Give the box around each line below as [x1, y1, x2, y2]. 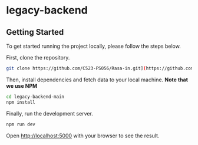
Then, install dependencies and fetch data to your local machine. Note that [6, 76, 189, 83]
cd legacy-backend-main [6, 94, 65, 100]
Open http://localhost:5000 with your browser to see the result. [6, 132, 160, 139]
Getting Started [6, 27, 64, 37]
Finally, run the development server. [6, 110, 93, 117]
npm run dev [6, 121, 35, 127]
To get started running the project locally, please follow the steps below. [6, 42, 181, 50]
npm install [6, 99, 35, 105]
